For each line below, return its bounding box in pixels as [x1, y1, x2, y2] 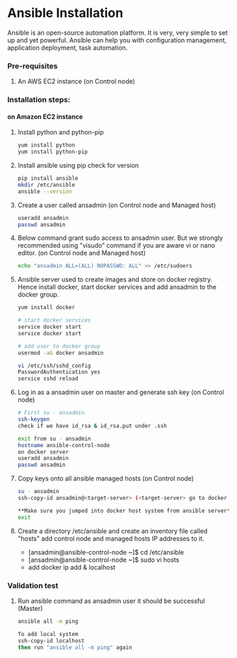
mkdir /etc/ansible [17, 181, 76, 188]
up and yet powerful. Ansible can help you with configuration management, [7, 35, 227, 44]
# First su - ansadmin [17, 409, 85, 417]
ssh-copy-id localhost [17, 637, 85, 645]
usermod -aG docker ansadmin [17, 349, 104, 357]
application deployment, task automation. [7, 43, 128, 52]
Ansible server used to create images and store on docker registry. [17, 275, 213, 284]
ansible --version [17, 187, 72, 195]
